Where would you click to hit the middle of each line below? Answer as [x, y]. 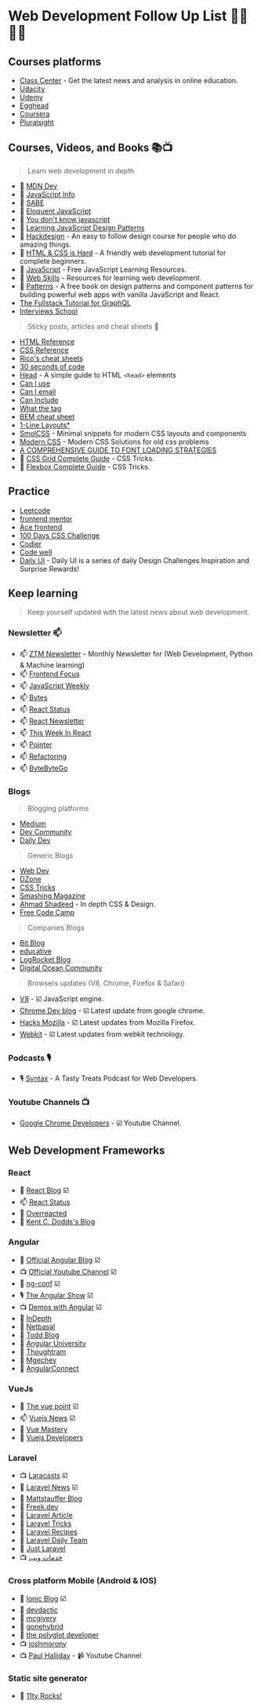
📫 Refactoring [43, 756]
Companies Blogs [56, 928]
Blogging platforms [58, 809]
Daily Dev [35, 840]
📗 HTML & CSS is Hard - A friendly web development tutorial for [123, 252]
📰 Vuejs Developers [51, 1437]
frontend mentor [46, 518]
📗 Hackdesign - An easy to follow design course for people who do [128, 236]
